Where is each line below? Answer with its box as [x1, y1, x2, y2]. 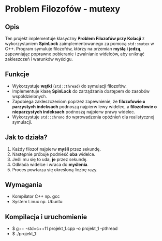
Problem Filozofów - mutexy [5, 3, 120, 15]
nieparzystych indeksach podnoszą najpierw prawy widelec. [12, 109, 135, 114]
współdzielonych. [12, 93, 47, 99]
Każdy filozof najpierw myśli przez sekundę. [12, 146, 101, 152]
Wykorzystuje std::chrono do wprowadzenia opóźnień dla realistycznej [12, 114, 155, 120]
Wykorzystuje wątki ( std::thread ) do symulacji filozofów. [12, 83, 127, 89]
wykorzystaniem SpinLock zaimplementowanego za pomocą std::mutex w [5, 41, 154, 47]
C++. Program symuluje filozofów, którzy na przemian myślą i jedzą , [5, 46, 142, 51]
